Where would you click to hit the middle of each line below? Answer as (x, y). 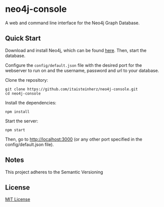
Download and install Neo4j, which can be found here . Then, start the (76, 50)
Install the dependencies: (31, 103)
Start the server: (22, 121)
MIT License (18, 200)
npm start (15, 130)
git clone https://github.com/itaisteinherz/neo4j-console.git (72, 89)
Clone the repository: (27, 80)
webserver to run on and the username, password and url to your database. (82, 70)
